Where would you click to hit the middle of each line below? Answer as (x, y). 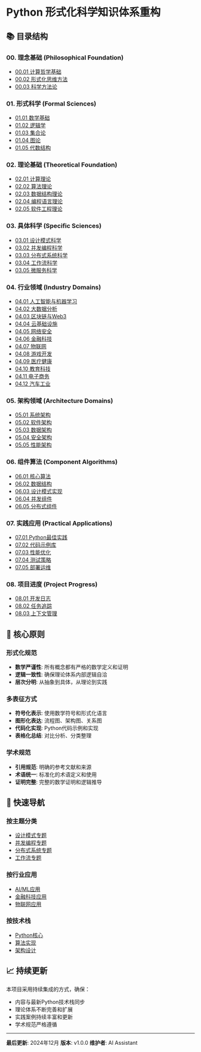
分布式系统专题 (33, 850)
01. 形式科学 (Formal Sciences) (51, 104)
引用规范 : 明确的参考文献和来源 (53, 767)
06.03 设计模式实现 (39, 491)
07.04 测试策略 (33, 560)
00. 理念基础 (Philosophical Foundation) (65, 58)
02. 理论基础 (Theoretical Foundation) (62, 165)
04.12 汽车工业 (33, 384)
